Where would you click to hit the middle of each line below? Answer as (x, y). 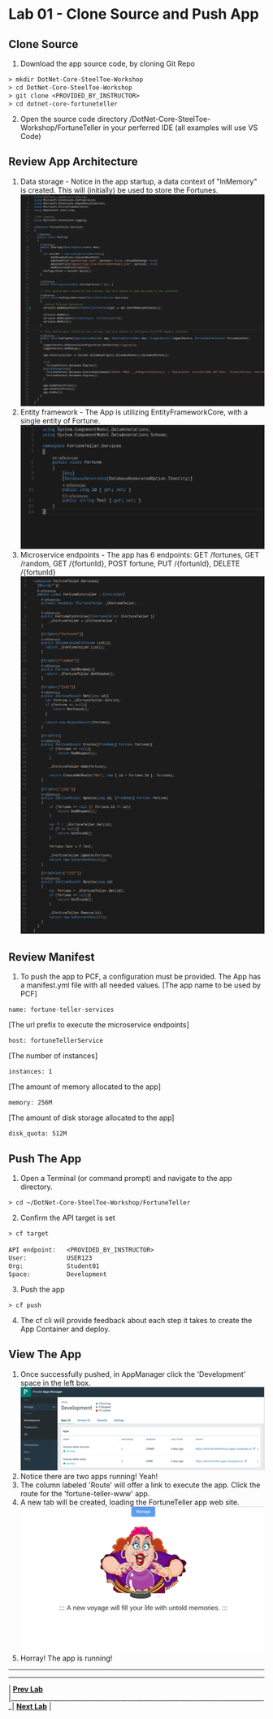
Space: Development (58, 1274)
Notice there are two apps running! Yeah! (89, 1477)
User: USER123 (50, 1258)
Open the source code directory (74, 119)
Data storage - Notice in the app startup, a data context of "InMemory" (139, 181)
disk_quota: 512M (38, 1134)
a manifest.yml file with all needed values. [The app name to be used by (141, 985)
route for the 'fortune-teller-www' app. (85, 1494)
